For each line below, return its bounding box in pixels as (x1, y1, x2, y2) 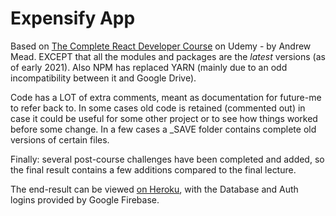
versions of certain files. (10, 133, 110, 146)
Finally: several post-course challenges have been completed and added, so (10, 153, 325, 165)
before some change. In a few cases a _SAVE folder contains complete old (10, 123, 317, 135)
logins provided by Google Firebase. (10, 193, 160, 206)
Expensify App (10, 7, 136, 30)
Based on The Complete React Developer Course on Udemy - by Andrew (10, 40, 312, 52)
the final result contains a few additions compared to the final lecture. (10, 163, 297, 176)
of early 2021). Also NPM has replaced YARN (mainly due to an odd (10, 61, 288, 73)
